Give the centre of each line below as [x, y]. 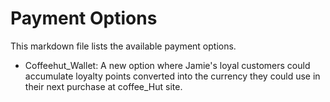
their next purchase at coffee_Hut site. [103, 86]
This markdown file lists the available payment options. [123, 46]
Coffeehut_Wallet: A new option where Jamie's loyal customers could [167, 65]
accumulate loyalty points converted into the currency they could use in [172, 76]
